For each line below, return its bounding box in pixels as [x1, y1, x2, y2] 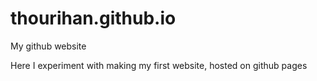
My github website [10, 40, 87, 52]
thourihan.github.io [10, 7, 177, 30]
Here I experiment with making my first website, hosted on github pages [10, 59, 308, 71]
